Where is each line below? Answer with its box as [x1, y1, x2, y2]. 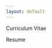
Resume [6, 36, 26, 43]
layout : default [6, 8, 45, 15]
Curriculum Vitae [6, 25, 46, 32]
